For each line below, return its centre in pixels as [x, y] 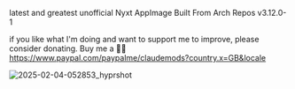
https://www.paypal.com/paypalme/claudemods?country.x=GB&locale [138, 58]
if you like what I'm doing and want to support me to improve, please [134, 39]
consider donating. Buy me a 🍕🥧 [68, 48]
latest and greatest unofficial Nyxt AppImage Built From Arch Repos [132, 13]
